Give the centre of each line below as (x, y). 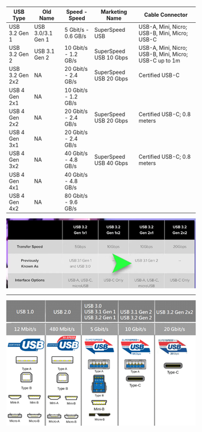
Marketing (114, 11)
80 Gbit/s (76, 195)
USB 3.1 (44, 51)
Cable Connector (166, 15)
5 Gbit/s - (77, 30)
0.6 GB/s (75, 36)
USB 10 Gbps (111, 57)
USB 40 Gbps (111, 163)
